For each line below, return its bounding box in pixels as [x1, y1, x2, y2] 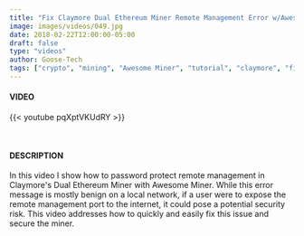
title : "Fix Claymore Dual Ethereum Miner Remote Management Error [9, 13, 270, 23]
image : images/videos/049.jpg [9, 22, 124, 31]
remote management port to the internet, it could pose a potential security [9, 199, 286, 210]
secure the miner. [9, 218, 75, 229]
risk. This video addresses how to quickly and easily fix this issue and [9, 209, 270, 220]
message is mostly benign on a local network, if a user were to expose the [9, 189, 287, 200]
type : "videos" [9, 47, 67, 56]
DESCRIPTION [9, 150, 64, 161]
